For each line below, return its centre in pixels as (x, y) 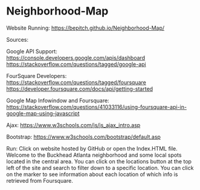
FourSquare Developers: (37, 76)
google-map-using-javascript (43, 113)
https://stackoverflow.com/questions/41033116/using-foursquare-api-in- (97, 106)
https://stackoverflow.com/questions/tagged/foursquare (76, 82)
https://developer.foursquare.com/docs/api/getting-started (79, 88)
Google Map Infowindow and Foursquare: (58, 100)
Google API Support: (32, 51)
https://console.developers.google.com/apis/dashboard (76, 57)
